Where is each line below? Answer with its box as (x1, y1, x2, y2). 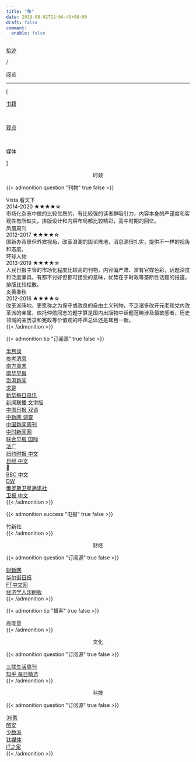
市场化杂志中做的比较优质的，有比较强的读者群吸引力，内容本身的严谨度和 (6, 210, 185, 217)
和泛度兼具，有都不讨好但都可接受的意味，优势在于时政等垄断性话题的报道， (6, 274, 190, 281)
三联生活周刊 (6, 663, 37, 671)
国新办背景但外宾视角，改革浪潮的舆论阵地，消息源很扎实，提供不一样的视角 (6, 238, 190, 245)
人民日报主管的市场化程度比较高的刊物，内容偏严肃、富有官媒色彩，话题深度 (6, 266, 190, 274)
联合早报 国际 (6, 436, 38, 443)
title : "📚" (6, 8, 34, 15)
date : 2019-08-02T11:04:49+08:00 (6, 14, 87, 20)
